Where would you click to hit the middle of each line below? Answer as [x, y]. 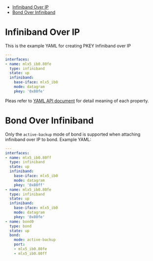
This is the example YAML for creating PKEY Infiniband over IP [68, 46]
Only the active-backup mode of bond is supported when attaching [73, 134]
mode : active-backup [35, 240]
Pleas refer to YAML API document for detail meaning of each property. [77, 101]
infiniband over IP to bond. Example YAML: [48, 139]
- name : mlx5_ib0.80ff [28, 158]
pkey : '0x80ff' [29, 185]
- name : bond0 [20, 221]
